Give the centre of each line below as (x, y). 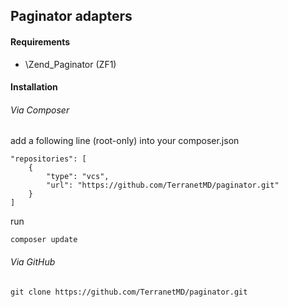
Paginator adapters (71, 16)
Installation (34, 87)
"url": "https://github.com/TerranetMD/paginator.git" (163, 185)
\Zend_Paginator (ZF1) (70, 64)
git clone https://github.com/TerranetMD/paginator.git (129, 292)
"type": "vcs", (78, 177)
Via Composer (40, 110)
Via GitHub (33, 261)
